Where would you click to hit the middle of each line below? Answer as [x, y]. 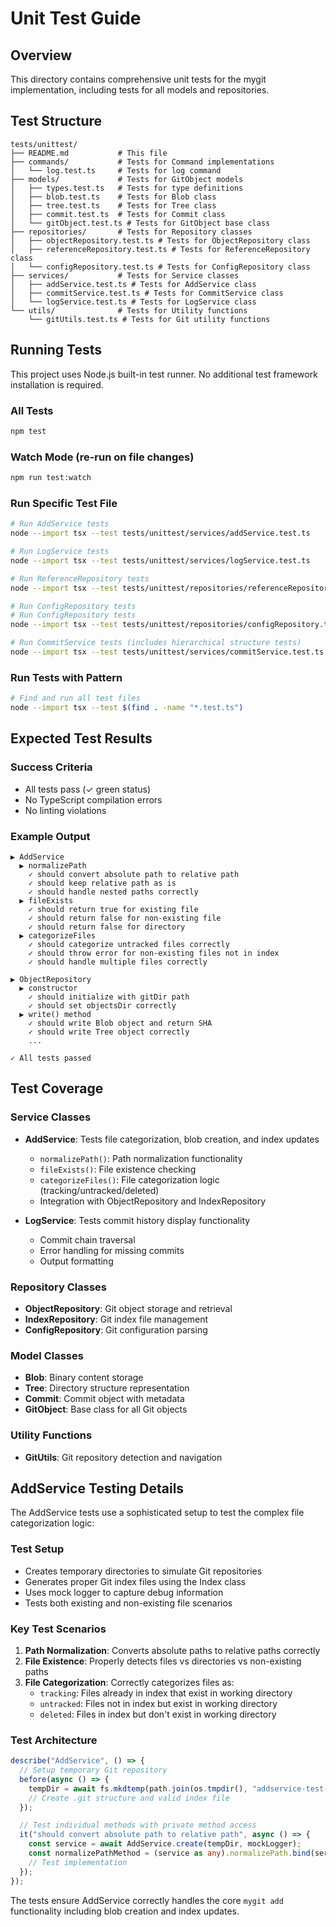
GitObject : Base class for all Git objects [106, 1409]
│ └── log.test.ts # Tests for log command [116, 170]
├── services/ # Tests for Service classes [125, 275]
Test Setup [37, 1549]
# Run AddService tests [60, 524]
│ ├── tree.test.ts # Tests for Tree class [113, 205]
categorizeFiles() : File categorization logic [129, 1179]
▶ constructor [48, 988]
